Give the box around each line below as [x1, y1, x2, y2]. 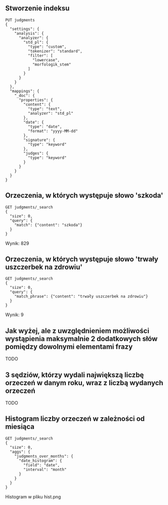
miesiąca [5, 422, 34, 431]
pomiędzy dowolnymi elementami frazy [5, 342, 133, 351]
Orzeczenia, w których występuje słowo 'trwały [5, 255, 158, 263]
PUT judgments [5, 17, 35, 22]
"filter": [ [27, 53, 53, 58]
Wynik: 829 [5, 240, 29, 246]
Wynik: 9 [5, 312, 24, 318]
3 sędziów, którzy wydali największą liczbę [5, 371, 144, 379]
